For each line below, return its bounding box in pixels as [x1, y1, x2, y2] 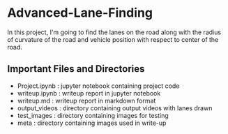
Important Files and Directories [7, 63, 145, 75]
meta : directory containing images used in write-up [17, 119, 167, 127]
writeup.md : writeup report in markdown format [17, 96, 156, 105]
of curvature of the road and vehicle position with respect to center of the [7, 35, 219, 43]
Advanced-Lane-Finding [7, 5, 153, 21]
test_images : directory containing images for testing [17, 111, 169, 119]
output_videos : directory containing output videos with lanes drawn [17, 103, 213, 112]
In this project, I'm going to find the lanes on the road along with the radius [7, 28, 222, 36]
